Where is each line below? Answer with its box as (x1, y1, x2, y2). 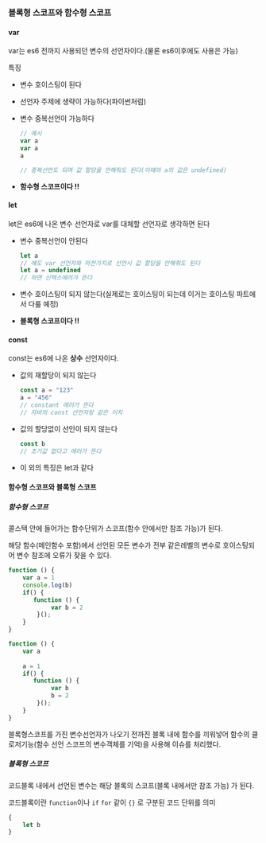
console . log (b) (22, 581, 73, 589)
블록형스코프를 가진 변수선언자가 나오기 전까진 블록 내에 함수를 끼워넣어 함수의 (8, 729, 250, 739)
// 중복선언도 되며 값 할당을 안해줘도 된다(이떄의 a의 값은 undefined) (19, 166, 228, 174)
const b (19, 439, 45, 447)
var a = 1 (22, 574, 56, 582)
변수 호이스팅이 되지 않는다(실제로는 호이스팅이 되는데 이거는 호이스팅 (19, 289, 235, 299)
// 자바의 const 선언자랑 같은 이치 (19, 408, 123, 417)
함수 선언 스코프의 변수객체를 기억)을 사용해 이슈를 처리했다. (36, 739, 222, 749)
